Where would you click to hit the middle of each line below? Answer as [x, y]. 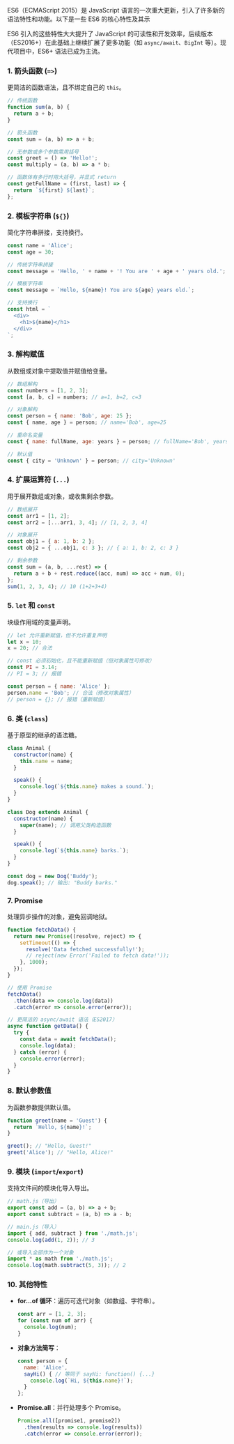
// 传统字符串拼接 [30, 264]
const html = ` [29, 309]
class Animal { [29, 748]
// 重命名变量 [25, 435]
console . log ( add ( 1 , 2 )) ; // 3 [51, 1240]
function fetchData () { [42, 930]
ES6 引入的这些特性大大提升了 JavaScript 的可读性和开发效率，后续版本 [110, 34]
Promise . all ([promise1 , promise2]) [69, 1421]
